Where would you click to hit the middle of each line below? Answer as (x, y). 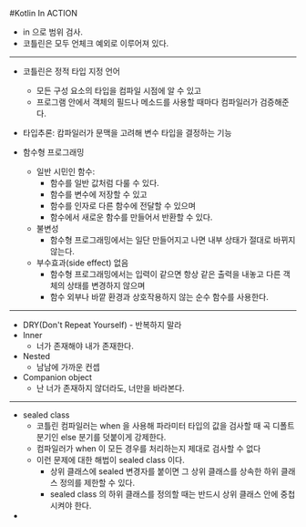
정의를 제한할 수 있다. (97, 483)
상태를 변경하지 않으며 (106, 285)
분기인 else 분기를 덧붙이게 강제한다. (101, 437)
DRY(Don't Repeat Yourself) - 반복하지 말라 (102, 325)
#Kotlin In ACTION (44, 13)
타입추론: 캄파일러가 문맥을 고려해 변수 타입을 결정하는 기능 (127, 133)
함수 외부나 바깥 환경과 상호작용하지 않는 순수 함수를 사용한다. (159, 297)
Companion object (57, 377)
